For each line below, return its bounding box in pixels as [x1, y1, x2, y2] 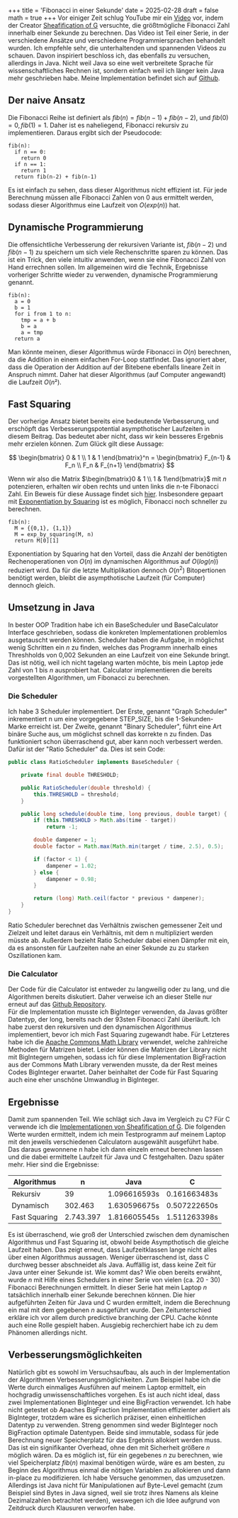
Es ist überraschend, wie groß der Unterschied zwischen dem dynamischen [8, 1230, 229, 1239]
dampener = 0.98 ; [45, 875, 98, 883]
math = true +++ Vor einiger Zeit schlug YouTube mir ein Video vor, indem [8, 13, 224, 22]
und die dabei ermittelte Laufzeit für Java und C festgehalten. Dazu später [8, 1153, 225, 1162]
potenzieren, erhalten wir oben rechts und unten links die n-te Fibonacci [8, 482, 219, 491]
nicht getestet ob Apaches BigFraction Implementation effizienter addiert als [8, 1405, 231, 1414]
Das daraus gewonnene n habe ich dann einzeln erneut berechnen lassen [8, 1145, 223, 1154]
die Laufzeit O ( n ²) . [8, 378, 62, 386]
